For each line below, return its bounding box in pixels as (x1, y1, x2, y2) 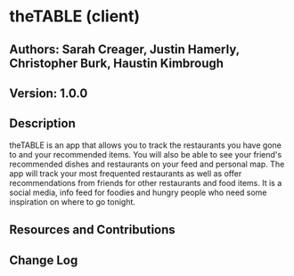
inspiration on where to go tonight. (9, 196, 136, 207)
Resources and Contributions (9, 223, 176, 238)
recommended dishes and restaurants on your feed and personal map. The (9, 158, 285, 169)
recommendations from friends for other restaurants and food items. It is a (9, 177, 282, 188)
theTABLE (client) (9, 6, 141, 27)
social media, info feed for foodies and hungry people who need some (9, 187, 267, 198)
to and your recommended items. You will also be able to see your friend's (9, 149, 282, 159)
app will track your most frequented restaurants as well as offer (9, 167, 242, 179)
